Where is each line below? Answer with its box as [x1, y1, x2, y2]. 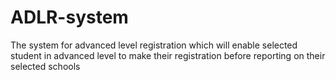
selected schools [10, 60, 81, 72]
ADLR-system [10, 6, 129, 29]
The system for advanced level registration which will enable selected [10, 39, 298, 51]
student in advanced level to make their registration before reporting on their [10, 49, 326, 61]
